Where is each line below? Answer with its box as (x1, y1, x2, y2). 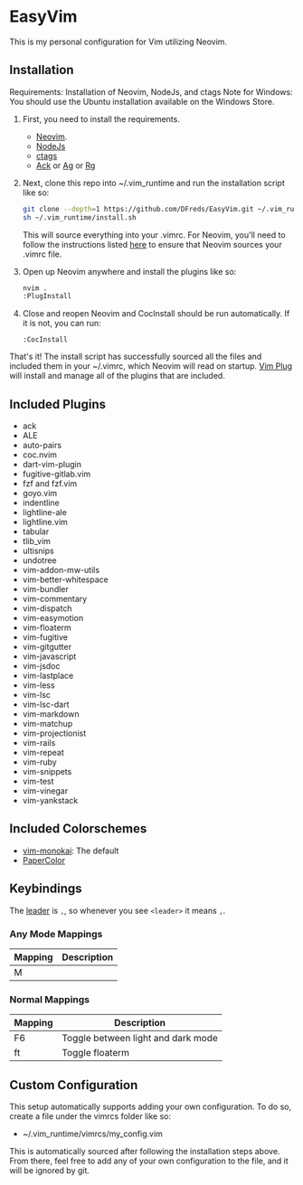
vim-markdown (22, 709, 80, 719)
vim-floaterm (22, 622, 72, 634)
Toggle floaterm (62, 1047, 129, 1059)
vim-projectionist (22, 728, 87, 738)
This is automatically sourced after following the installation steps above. (9, 1146, 280, 1157)
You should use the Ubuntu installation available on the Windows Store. (9, 96, 275, 107)
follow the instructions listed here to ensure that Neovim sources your (22, 239, 282, 249)
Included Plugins (9, 396, 107, 412)
